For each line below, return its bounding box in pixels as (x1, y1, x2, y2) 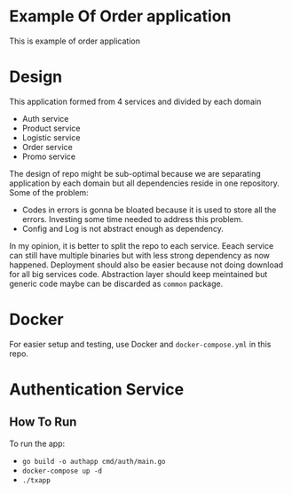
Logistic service (21, 131, 81, 143)
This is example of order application (9, 36, 140, 46)
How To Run (9, 415, 77, 430)
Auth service (21, 113, 69, 123)
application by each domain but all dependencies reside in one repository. (9, 178, 280, 188)
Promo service (21, 151, 76, 162)
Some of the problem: (9, 187, 89, 197)
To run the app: (9, 438, 66, 449)
